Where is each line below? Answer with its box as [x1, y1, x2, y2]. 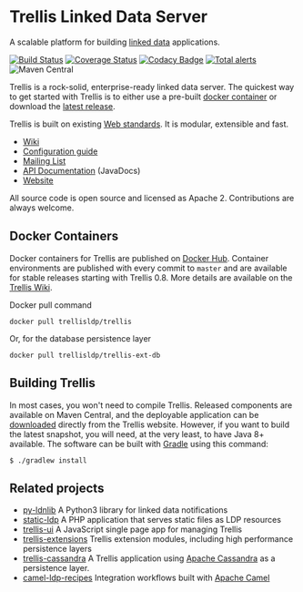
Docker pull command [9, 299, 93, 311]
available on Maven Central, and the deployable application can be [9, 409, 259, 420]
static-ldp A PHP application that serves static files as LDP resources [22, 515, 282, 526]
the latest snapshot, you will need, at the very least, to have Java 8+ [9, 428, 265, 439]
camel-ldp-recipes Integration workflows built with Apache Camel [22, 572, 270, 584]
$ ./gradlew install [9, 455, 88, 465]
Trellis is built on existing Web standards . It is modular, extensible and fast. [9, 118, 289, 129]
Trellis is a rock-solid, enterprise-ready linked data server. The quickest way [9, 81, 295, 92]
